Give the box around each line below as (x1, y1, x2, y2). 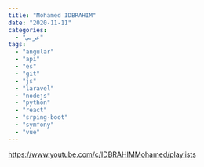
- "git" (15, 70, 41, 78)
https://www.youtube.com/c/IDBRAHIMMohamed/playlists (8, 150, 196, 159)
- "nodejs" (15, 92, 51, 100)
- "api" (15, 56, 41, 64)
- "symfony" (15, 121, 55, 129)
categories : (8, 26, 47, 34)
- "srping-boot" (15, 114, 68, 122)
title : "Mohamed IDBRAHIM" (8, 11, 97, 20)
